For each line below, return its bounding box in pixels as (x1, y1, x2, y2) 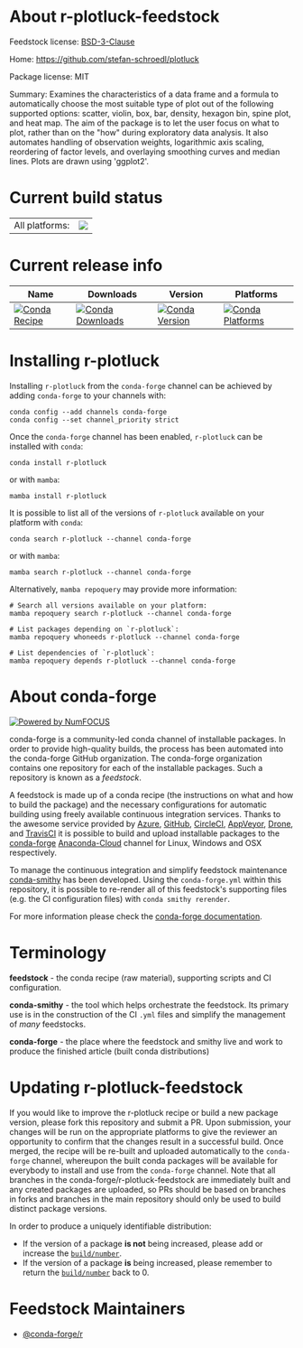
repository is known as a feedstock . (9, 772, 142, 783)
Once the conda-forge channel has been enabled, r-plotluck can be (9, 431, 263, 442)
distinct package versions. (9, 1203, 107, 1213)
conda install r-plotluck (9, 458, 106, 467)
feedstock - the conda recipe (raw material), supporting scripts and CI (9, 972, 272, 983)
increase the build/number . (22, 1248, 123, 1259)
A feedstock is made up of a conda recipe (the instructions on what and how (9, 789, 294, 800)
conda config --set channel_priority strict (9, 415, 179, 424)
